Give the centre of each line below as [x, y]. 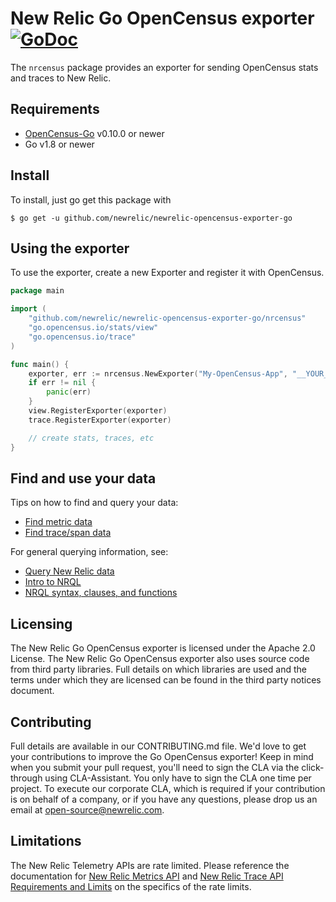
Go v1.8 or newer [59, 144]
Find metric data [58, 522]
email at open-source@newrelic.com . [87, 809]
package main [37, 291]
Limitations [46, 841]
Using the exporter [70, 248]
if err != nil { [62, 383]
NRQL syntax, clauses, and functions [101, 593]
